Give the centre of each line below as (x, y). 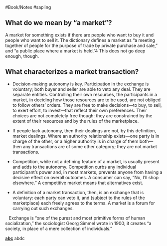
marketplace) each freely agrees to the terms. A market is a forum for (84, 203)
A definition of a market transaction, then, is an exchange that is (78, 192)
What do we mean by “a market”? (59, 23)
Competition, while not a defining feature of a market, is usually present (86, 161)
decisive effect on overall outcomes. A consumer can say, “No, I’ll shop (85, 177)
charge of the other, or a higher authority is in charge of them (75, 141)
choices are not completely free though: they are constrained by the (82, 116)
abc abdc (15, 238)
